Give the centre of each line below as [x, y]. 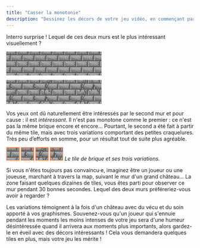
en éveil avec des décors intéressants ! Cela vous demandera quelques [99, 232]
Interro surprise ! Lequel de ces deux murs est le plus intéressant [86, 36]
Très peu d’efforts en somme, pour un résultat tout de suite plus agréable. [96, 139]
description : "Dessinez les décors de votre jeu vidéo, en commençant [96, 19]
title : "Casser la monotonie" [44, 13]
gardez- [182, 226]
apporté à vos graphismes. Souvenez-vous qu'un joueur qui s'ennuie [91, 213]
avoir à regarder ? [28, 195]
